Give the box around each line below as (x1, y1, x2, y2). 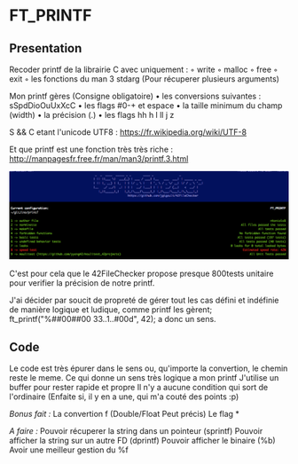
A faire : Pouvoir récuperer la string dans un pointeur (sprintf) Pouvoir (9, 425, 263, 436)
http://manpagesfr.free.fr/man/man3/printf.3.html (9, 153, 189, 164)
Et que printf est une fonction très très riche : (9, 144, 174, 154)
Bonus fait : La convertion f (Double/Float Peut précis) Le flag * (9, 408, 239, 419)
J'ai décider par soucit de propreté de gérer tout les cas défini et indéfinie (9, 295, 279, 306)
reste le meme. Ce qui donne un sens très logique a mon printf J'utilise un (9, 372, 279, 382)
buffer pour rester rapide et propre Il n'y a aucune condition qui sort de (9, 381, 269, 392)
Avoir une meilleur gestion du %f (9, 444, 129, 455)
